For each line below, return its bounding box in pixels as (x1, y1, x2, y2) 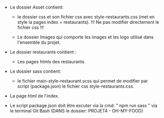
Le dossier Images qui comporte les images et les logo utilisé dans (17, 34, 154, 40)
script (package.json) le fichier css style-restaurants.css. (17, 83, 134, 89)
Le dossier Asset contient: (9, 4, 64, 10)
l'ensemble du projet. (17, 39, 61, 45)
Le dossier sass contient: (9, 68, 61, 74)
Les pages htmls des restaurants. (17, 59, 86, 64)
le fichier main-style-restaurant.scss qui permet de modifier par (17, 78, 148, 84)
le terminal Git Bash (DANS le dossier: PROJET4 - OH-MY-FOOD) (9, 108, 143, 114)
